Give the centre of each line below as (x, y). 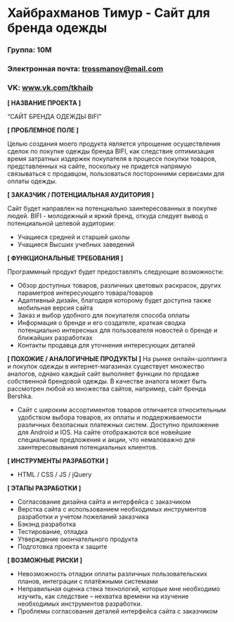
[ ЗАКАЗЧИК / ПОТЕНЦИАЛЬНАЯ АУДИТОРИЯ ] (81, 195)
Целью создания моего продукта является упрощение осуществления (114, 144)
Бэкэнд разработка (46, 524)
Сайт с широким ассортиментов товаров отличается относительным (122, 410)
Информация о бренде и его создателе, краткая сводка (102, 323)
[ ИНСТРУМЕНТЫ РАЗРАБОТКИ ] (58, 461)
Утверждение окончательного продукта (78, 539)
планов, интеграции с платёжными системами (87, 581)
